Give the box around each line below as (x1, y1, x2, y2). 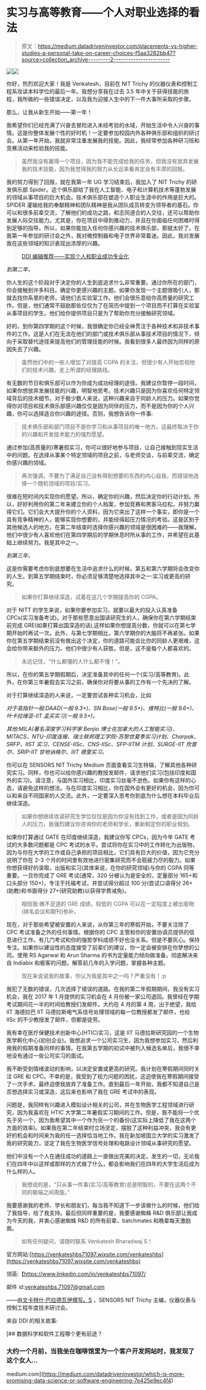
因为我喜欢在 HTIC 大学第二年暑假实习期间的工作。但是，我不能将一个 (17, 1108, 194, 1116)
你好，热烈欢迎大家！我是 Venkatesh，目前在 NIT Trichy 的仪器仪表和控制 (6, 80, 193, 87)
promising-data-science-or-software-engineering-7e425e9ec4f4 (6, 1377, 172, 1384)
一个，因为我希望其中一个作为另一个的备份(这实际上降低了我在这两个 (22, 1116, 197, 1124)
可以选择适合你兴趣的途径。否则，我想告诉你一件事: (22, 409, 153, 417)
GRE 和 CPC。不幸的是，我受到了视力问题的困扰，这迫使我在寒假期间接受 (13, 1072, 200, 1080)
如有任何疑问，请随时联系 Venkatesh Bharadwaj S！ (21, 1237, 153, 1245)
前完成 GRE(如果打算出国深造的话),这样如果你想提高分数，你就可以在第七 (6, 621, 191, 629)
